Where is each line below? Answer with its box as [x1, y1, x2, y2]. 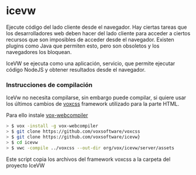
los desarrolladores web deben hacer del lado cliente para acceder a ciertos [6, 29, 191, 36]
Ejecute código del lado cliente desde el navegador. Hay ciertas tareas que [6, 23, 187, 31]
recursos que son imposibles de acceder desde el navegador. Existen [6, 36, 174, 43]
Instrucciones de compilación [6, 80, 93, 89]
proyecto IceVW [6, 161, 45, 169]
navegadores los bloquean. [6, 48, 72, 55]
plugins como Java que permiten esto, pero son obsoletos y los [6, 42, 160, 49]
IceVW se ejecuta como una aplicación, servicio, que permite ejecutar [6, 60, 175, 67]
